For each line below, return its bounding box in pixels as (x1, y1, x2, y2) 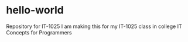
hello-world (6, 3, 64, 17)
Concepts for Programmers (6, 29, 72, 36)
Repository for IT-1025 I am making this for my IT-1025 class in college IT (6, 23, 183, 30)
